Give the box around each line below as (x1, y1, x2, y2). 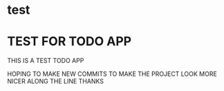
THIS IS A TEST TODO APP (7, 57, 84, 65)
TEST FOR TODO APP (7, 34, 132, 50)
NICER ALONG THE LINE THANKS (7, 77, 104, 85)
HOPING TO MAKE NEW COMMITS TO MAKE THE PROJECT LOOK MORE (7, 70, 218, 78)
